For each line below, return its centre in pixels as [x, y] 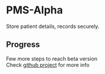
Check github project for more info [48, 65]
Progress [23, 45]
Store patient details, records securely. [53, 26]
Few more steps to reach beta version [52, 58]
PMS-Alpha [35, 10]
